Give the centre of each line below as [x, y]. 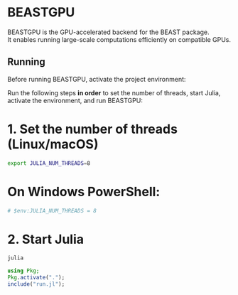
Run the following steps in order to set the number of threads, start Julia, [114, 92]
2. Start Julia [45, 239]
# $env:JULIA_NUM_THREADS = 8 [52, 210]
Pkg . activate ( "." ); [36, 278]
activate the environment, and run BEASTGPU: [75, 100]
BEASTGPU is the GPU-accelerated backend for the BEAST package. [108, 32]
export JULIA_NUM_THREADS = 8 [49, 163]
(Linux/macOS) [53, 144]
